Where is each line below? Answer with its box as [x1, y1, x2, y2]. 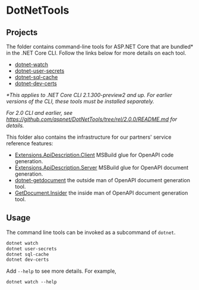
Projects [6, 27, 38, 38]
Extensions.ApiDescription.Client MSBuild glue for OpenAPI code [14, 151, 174, 158]
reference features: [6, 140, 53, 146]
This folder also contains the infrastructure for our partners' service [6, 133, 172, 141]
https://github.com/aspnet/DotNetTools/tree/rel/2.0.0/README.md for [6, 116, 178, 123]
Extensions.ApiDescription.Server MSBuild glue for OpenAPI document [14, 164, 189, 171]
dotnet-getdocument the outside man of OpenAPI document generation [14, 177, 190, 183]
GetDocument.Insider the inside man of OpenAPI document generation [14, 189, 188, 197]
